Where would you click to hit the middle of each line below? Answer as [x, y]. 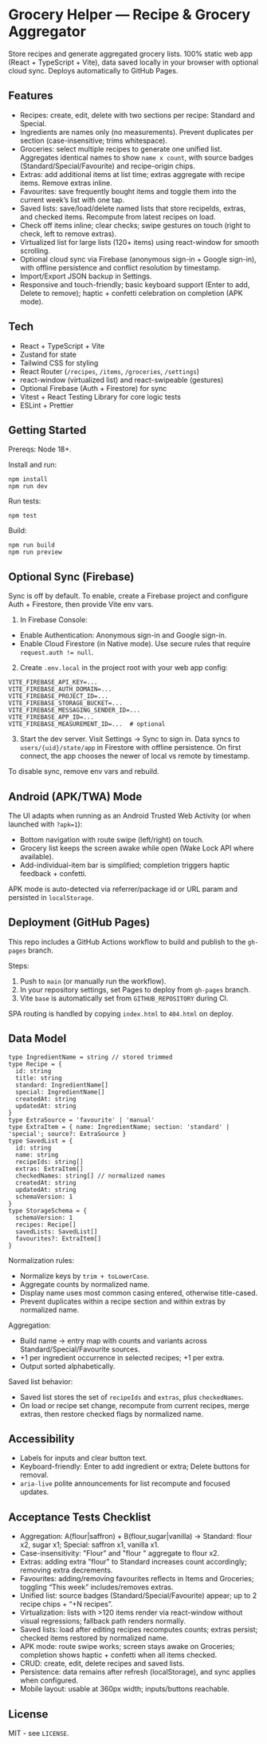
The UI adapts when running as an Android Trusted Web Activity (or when [130, 816]
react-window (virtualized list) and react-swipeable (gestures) [122, 380]
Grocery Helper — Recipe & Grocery [130, 15]
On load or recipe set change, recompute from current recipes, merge [134, 1405]
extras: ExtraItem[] [49, 1169]
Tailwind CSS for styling [59, 363]
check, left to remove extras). [68, 234]
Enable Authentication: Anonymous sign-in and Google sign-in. [123, 635]
